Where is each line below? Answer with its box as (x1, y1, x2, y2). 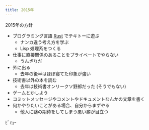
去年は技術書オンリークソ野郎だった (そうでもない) (20, 83, 126, 89)
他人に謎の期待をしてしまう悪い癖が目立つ (20, 108, 109, 114)
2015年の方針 (5, 22, 33, 28)
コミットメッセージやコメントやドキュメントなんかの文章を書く (12, 96, 145, 102)
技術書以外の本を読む (12, 77, 57, 83)
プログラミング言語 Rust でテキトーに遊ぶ (12, 32, 100, 38)
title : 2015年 (5, 7, 34, 13)
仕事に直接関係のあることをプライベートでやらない (12, 52, 119, 58)
